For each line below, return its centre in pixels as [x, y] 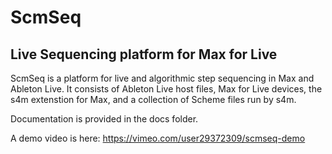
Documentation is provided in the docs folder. [104, 119]
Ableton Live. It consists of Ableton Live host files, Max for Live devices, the [166, 89]
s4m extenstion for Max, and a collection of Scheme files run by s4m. [153, 99]
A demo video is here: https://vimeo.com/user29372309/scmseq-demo [158, 138]
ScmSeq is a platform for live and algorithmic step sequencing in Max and [162, 78]
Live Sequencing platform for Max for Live [144, 54]
